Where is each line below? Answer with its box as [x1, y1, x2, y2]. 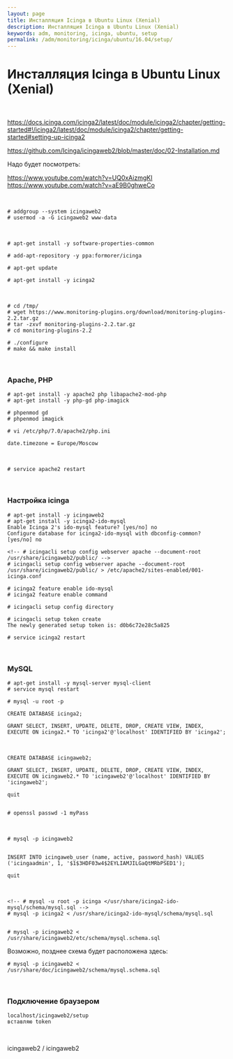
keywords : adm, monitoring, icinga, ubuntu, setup [7, 29, 158, 37]
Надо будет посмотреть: [7, 160, 81, 169]
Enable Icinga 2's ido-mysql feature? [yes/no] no [7, 524, 158, 531]
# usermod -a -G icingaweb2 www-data [7, 214, 117, 221]
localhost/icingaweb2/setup [7, 1012, 89, 1019]
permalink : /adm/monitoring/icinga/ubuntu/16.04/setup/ [7, 36, 173, 43]
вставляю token [7, 1018, 52, 1025]
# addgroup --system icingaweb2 [7, 208, 101, 216]
